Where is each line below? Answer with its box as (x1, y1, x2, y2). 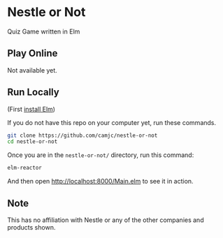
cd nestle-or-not (7, 138, 58, 145)
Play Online (7, 47, 58, 59)
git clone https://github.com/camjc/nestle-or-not (7, 132, 158, 139)
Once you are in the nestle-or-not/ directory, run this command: (7, 151, 194, 159)
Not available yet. (7, 66, 57, 74)
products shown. (7, 223, 56, 231)
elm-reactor (7, 165, 42, 172)
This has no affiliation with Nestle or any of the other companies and (7, 216, 204, 224)
